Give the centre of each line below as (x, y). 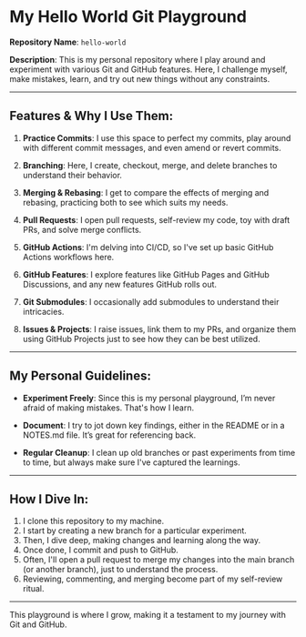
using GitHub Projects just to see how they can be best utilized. (142, 339)
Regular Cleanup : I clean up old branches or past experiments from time (159, 452)
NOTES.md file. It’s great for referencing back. (109, 435)
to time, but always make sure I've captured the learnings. (131, 462)
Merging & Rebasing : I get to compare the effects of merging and (146, 192)
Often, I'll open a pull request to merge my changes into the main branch (158, 560)
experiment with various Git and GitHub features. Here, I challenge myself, (149, 69)
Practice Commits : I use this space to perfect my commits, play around (157, 137)
